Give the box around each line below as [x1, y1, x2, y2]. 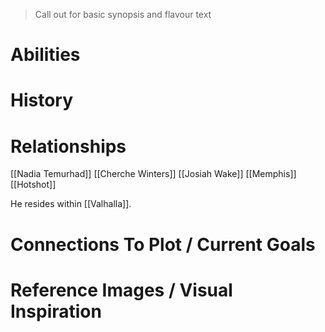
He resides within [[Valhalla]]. [10, 198, 132, 210]
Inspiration [10, 300, 102, 323]
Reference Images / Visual [10, 279, 233, 301]
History [10, 89, 74, 112]
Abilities [10, 44, 81, 66]
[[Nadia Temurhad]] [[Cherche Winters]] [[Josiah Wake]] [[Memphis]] [10, 168, 297, 180]
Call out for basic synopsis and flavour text [34, 9, 212, 20]
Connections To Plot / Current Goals [10, 233, 316, 256]
